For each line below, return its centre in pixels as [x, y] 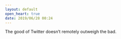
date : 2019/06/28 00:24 [29, 18]
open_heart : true [23, 14]
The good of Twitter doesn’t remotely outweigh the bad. [61, 32]
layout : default [21, 9]
